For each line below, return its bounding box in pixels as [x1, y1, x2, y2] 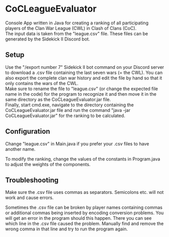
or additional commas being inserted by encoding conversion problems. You [5, 210, 164, 216]
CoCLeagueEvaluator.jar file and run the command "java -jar [5, 107, 131, 113]
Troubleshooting [5, 176, 59, 184]
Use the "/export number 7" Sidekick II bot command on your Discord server [5, 64, 164, 70]
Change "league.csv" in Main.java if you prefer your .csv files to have [5, 140, 149, 147]
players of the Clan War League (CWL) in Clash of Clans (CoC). [5, 25, 137, 31]
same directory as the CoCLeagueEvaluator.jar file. [5, 96, 111, 102]
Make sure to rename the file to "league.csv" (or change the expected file [5, 86, 158, 92]
